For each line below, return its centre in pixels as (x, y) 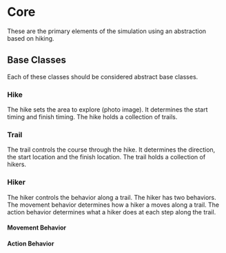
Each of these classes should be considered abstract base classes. (103, 77)
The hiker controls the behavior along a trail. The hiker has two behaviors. (112, 197)
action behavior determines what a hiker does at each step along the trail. (112, 212)
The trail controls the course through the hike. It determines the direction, (111, 150)
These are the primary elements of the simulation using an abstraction (107, 31)
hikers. (17, 164)
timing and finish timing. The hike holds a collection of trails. (92, 117)
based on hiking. (31, 38)
